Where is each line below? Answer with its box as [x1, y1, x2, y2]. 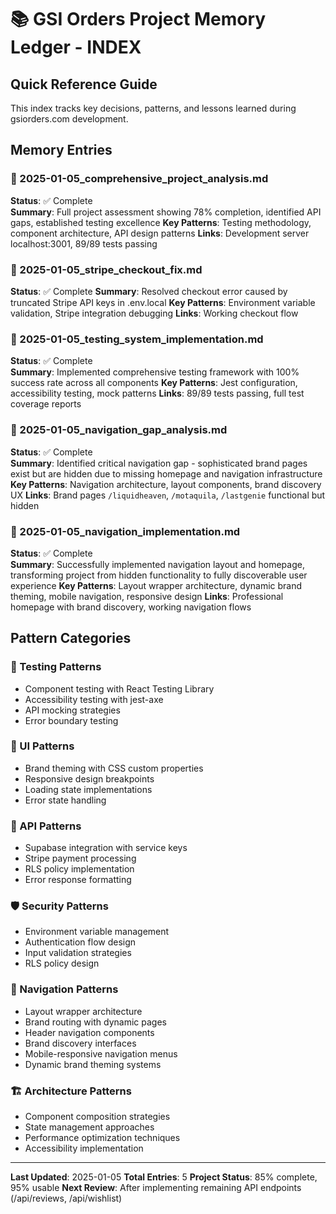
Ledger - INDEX [10, 36, 142, 59]
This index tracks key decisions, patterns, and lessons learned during [10, 102, 297, 114]
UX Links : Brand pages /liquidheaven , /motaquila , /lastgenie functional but [10, 489, 326, 501]
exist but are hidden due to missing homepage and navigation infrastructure [10, 467, 323, 480]
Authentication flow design [24, 936, 137, 948]
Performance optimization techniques [24, 1132, 181, 1144]
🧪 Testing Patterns [10, 660, 102, 674]
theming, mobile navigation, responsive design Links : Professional [10, 590, 284, 602]
